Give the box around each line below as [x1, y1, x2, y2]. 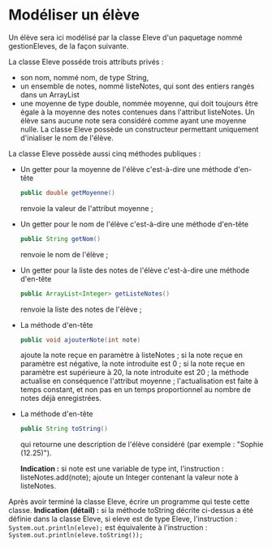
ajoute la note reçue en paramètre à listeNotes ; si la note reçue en [19, 351, 244, 360]
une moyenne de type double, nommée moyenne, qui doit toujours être [19, 98, 258, 108]
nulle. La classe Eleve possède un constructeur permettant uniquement [19, 124, 259, 134]
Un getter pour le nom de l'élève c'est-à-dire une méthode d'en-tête [19, 219, 249, 229]
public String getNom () [19, 235, 101, 243]
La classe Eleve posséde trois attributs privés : [8, 57, 164, 67]
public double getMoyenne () [19, 188, 115, 196]
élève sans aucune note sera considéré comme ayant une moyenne [19, 115, 247, 125]
